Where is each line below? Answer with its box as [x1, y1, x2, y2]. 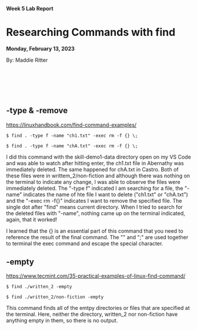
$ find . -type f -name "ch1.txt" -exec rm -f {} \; [6, 133, 138, 138]
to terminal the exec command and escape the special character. [6, 240, 163, 247]
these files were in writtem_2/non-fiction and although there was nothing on [6, 172, 190, 179]
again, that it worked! [6, 216, 58, 223]
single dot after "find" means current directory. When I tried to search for [6, 203, 183, 210]
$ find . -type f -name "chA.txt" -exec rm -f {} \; [6, 143, 138, 149]
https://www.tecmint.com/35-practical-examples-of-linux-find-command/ [6, 272, 186, 279]
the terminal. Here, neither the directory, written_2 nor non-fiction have [6, 311, 178, 318]
